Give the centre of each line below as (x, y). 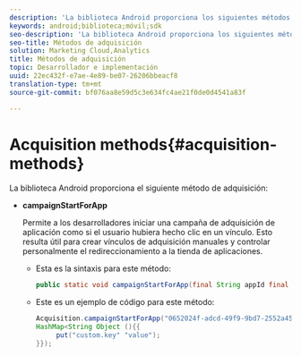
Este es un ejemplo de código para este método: (125, 302)
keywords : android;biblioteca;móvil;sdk (86, 26)
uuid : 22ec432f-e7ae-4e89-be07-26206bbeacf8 (94, 76)
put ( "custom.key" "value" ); (108, 335)
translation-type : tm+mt (56, 84)
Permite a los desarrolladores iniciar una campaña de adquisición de (149, 223)
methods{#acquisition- (189, 144)
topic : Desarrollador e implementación (84, 68)
